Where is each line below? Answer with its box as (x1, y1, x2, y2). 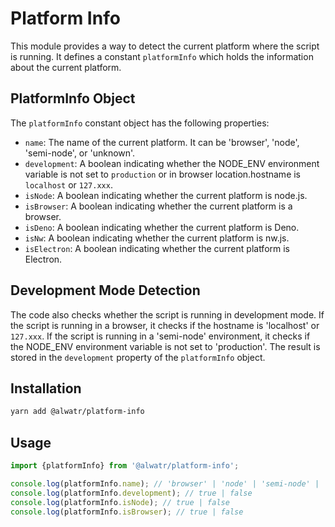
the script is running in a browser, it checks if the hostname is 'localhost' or (10, 319, 320, 331)
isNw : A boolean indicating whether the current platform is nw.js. (24, 232, 290, 244)
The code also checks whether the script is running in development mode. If (10, 308, 325, 321)
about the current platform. (10, 61, 122, 73)
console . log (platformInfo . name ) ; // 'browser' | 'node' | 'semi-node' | (10, 478, 320, 489)
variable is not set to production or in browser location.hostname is (24, 168, 302, 180)
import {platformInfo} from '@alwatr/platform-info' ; (10, 461, 240, 471)
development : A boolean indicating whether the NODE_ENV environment (24, 157, 320, 169)
